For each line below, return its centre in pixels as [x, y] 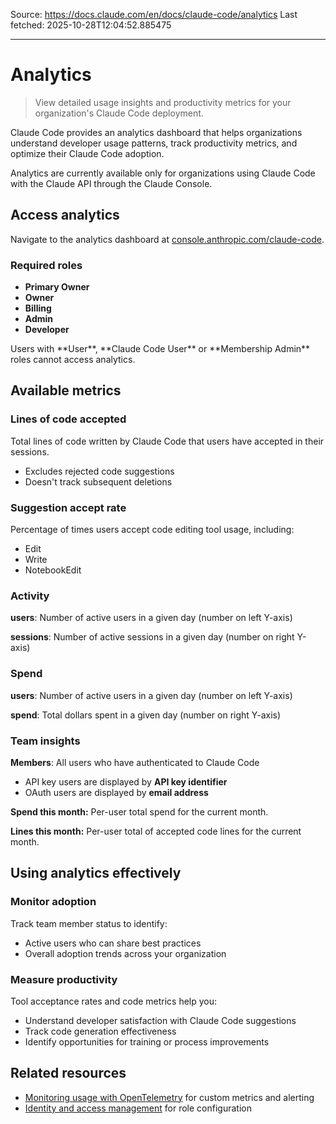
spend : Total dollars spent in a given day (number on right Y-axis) [146, 715]
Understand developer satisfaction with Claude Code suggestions [160, 1020]
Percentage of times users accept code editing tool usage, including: [152, 530]
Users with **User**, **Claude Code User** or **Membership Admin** [160, 349]
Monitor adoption [53, 902]
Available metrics [66, 390]
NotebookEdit [53, 570]
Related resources [68, 1073]
